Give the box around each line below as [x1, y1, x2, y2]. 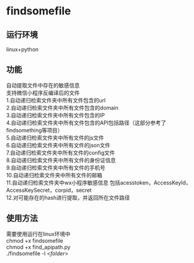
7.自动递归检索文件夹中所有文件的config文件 [6, 149, 116, 156]
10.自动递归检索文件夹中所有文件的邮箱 [6, 171, 103, 179]
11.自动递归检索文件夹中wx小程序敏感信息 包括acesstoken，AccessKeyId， [6, 179, 192, 186]
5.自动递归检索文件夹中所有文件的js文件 [6, 134, 104, 141]
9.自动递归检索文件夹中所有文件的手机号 [6, 164, 106, 171]
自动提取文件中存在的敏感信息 [6, 81, 80, 89]
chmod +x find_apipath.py [6, 243, 71, 250]
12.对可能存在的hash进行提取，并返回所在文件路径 [6, 194, 131, 201]
